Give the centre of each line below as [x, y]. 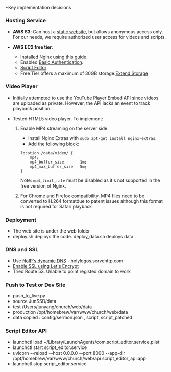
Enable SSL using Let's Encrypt [46, 266]
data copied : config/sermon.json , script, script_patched [72, 318]
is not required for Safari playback [56, 206]
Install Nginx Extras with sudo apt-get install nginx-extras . [92, 138]
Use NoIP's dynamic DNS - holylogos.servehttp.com [68, 261]
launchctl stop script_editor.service [50, 364]
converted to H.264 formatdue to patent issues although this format [92, 201]
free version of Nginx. [43, 185]
